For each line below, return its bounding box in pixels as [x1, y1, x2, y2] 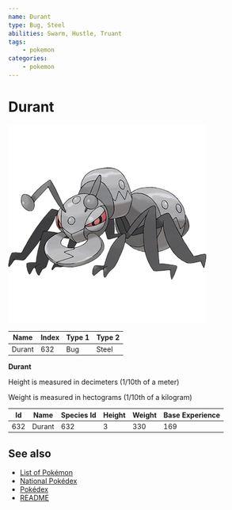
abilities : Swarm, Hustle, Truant [8, 29, 123, 37]
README [19, 493, 50, 503]
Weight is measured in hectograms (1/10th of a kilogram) [8, 393, 192, 402]
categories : [8, 55, 48, 63]
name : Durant [8, 13, 51, 21]
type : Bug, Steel [8, 21, 66, 29]
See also [8, 447, 51, 460]
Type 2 [96, 333, 120, 342]
